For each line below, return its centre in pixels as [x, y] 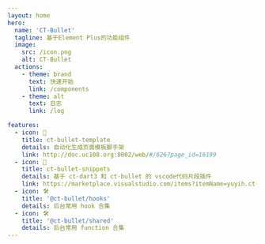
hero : [16, 23]
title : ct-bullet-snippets [66, 169]
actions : [29, 67]
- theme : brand [47, 74]
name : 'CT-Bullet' [45, 30]
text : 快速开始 [51, 81]
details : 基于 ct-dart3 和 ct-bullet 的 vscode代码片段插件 [117, 177]
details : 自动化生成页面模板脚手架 [73, 147]
